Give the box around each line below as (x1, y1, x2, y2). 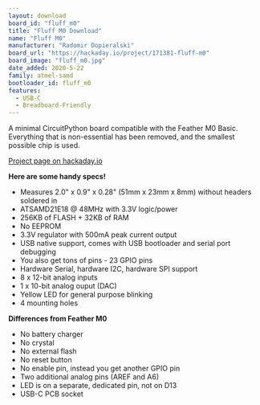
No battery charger (19, 329, 83, 339)
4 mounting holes (19, 298, 79, 308)
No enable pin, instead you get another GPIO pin (19, 363, 181, 374)
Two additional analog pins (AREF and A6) (19, 372, 160, 382)
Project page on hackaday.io (8, 156, 103, 166)
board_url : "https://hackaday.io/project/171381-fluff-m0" (8, 49, 210, 57)
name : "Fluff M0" (8, 34, 67, 43)
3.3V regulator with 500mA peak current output (19, 230, 177, 239)
